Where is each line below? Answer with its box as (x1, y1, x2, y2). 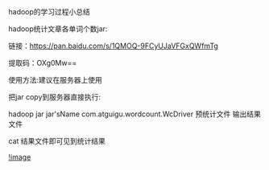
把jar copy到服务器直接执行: (8, 92, 101, 102)
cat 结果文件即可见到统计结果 (8, 136, 106, 146)
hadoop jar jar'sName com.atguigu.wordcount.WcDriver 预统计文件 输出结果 (8, 109, 262, 119)
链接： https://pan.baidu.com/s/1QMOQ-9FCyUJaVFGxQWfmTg (8, 41, 219, 51)
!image (8, 152, 31, 162)
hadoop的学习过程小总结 (8, 7, 91, 16)
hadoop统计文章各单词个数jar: (8, 24, 108, 34)
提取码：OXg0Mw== (8, 59, 77, 67)
